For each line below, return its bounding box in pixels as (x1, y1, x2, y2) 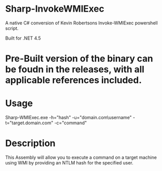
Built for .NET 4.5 (5, 35, 41, 41)
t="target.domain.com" (5, 120, 54, 126)
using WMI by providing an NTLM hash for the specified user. (5, 160, 134, 165)
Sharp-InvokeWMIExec (5, 3, 105, 15)
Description (5, 138, 56, 149)
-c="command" (54, 120, 87, 126)
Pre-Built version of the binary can (5, 53, 153, 64)
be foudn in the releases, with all (5, 64, 145, 75)
